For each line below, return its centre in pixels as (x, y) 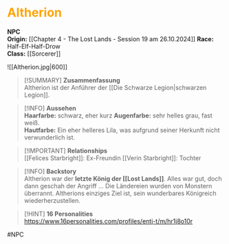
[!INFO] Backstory (50, 171)
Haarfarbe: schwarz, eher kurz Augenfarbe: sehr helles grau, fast (118, 115)
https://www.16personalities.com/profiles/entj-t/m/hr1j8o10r (108, 221)
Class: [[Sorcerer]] (34, 54)
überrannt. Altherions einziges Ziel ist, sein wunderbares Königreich (120, 193)
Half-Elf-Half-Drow (34, 46)
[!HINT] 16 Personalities (58, 214)
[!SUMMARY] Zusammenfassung (72, 80)
